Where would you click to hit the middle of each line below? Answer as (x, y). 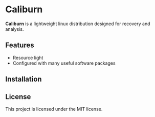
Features (20, 45)
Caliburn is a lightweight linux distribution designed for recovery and (78, 24)
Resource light (28, 57)
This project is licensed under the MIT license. (54, 109)
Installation (24, 79)
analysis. (15, 29)
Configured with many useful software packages (64, 63)
